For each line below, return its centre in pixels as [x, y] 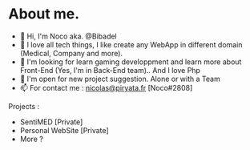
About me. [44, 14]
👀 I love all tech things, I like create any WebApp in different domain [131, 44]
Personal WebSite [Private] [65, 130]
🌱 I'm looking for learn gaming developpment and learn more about [131, 62]
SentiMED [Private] [51, 122]
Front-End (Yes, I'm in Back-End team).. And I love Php [110, 70]
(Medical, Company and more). [71, 53]
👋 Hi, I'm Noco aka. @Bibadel [69, 36]
